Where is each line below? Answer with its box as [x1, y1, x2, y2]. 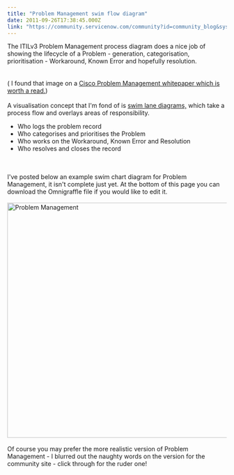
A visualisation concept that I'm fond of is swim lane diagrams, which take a [7, 102, 225, 110]
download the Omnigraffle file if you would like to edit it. [7, 187, 168, 196]
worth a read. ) [7, 86, 48, 95]
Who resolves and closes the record [17, 144, 122, 153]
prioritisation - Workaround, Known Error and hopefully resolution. [7, 57, 197, 65]
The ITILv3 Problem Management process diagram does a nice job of [7, 42, 206, 51]
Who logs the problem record [17, 123, 102, 131]
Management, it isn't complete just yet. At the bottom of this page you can [7, 180, 220, 189]
